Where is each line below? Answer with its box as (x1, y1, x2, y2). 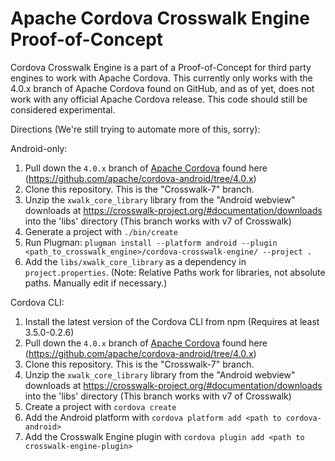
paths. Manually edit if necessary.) (24, 277, 168, 289)
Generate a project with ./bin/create (24, 225, 178, 237)
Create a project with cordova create (24, 400, 177, 412)
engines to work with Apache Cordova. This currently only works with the (10, 72, 313, 84)
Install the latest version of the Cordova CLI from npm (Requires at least (24, 315, 320, 327)
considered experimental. (10, 103, 116, 116)
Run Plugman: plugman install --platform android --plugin (24, 236, 278, 248)
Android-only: (10, 142, 68, 154)
